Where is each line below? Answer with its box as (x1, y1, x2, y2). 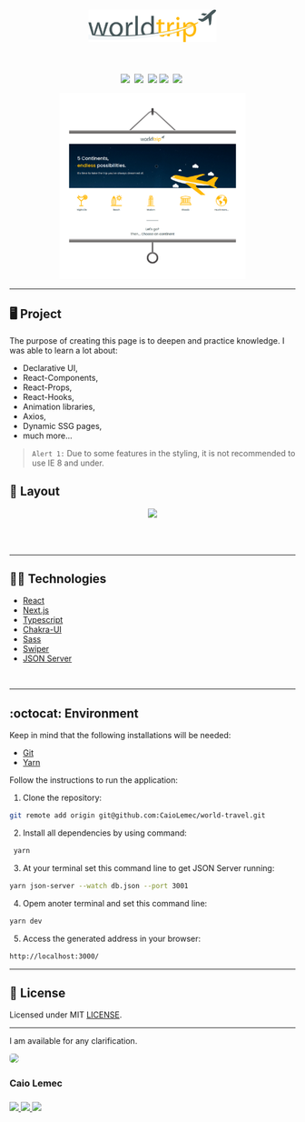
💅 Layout (9, 484, 61, 499)
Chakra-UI (22, 624, 62, 636)
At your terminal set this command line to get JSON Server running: (22, 862, 275, 873)
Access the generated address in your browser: (22, 933, 202, 944)
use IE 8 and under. (31, 457, 104, 468)
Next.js (22, 605, 50, 616)
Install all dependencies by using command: (22, 827, 188, 838)
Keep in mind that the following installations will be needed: (9, 730, 231, 741)
